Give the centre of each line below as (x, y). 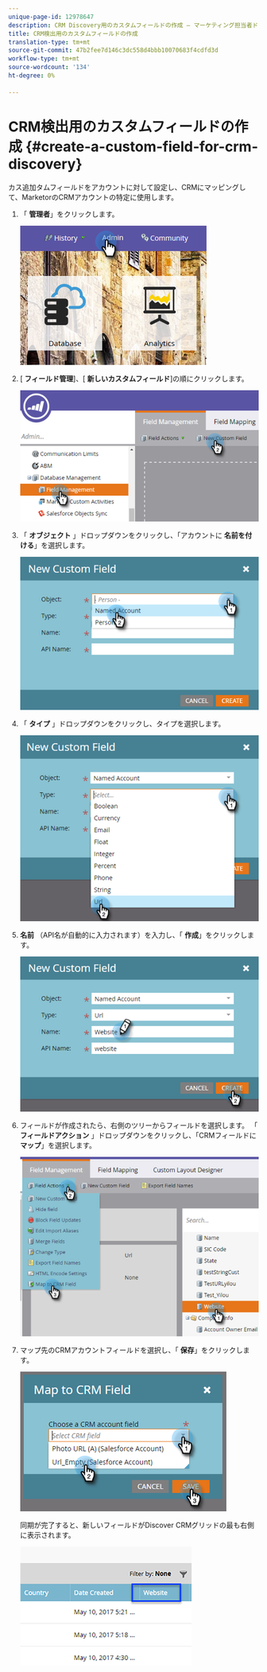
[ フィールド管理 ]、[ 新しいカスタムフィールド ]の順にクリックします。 (134, 379)
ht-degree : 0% (32, 76)
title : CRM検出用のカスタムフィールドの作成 (73, 33)
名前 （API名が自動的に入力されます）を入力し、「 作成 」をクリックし (133, 935)
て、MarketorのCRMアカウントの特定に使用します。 (93, 197)
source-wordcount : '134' (49, 68)
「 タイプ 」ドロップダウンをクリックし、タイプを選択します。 (122, 724)
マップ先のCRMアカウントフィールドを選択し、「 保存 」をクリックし (132, 1350)
